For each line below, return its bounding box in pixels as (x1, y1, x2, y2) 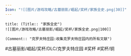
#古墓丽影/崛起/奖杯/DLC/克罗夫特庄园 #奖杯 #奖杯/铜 (5, 45, 115, 52)
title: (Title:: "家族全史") (5, 22, 62, 27)
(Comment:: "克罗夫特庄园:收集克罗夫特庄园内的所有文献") (5, 36, 112, 41)
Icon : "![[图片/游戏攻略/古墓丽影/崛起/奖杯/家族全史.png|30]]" (5, 7, 127, 12)
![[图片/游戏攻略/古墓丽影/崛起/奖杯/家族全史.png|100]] (5, 27, 111, 32)
